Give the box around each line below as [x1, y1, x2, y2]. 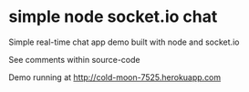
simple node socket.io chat [8, 6, 218, 27]
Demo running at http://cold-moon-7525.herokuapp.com [8, 71, 222, 83]
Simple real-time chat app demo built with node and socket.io [8, 36, 240, 47]
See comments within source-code [8, 54, 140, 65]
